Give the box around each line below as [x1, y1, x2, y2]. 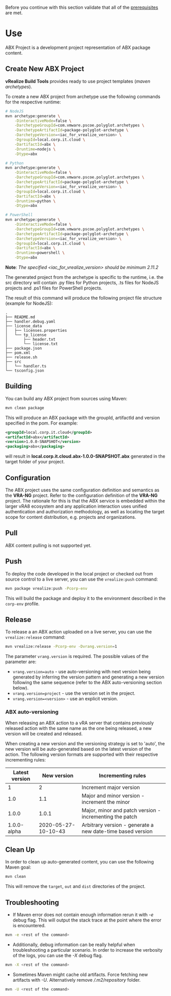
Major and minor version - [81, 792, 145, 799]
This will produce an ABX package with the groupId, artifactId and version [5, 414, 160, 421]
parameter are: [5, 659, 37, 665]
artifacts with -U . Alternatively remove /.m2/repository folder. [12, 977, 141, 983]
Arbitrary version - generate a [81, 822, 154, 829]
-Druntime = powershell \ [14, 250, 65, 255]
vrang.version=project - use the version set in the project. [12, 690, 136, 696]
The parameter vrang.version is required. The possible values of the [5, 653, 149, 660]
